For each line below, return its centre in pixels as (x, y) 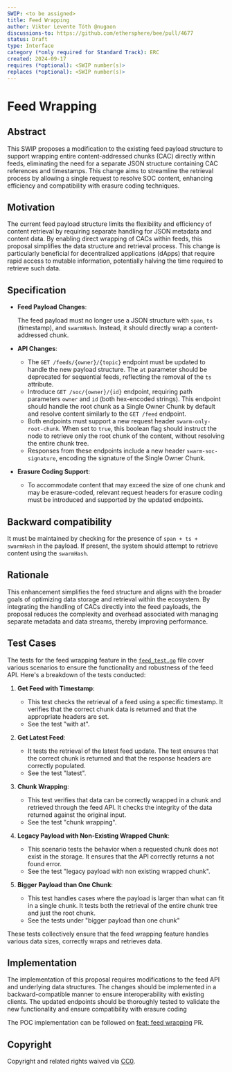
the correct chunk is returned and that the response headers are (119, 758)
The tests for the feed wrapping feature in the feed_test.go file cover (106, 660)
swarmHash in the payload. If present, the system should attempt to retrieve (113, 546)
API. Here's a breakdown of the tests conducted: (77, 674)
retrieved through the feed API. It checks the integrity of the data (120, 807)
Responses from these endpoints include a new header (106, 451)
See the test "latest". (57, 773)
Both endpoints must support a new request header (101, 421)
